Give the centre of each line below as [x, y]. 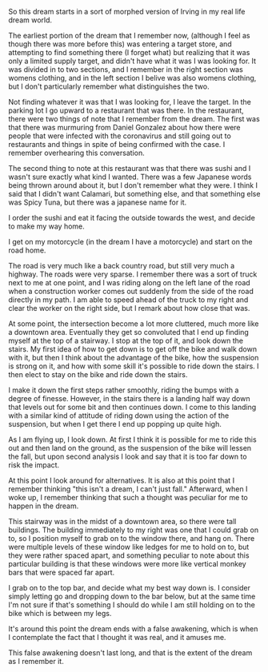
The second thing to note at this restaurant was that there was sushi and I [130, 168]
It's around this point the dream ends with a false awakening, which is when [133, 629]
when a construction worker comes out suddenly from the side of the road [131, 291]
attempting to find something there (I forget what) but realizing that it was [129, 52]
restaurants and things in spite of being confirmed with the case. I [117, 144]
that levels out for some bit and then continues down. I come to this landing [132, 407]
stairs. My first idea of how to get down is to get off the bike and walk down [133, 349]
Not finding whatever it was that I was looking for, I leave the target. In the [130, 102]
